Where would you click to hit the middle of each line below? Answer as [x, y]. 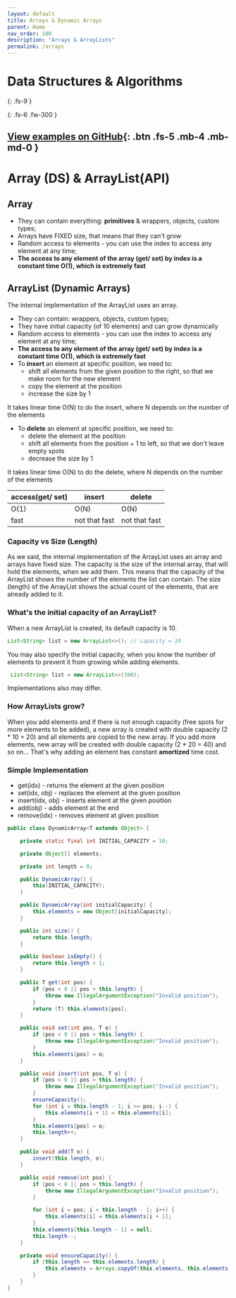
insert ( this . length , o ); [69, 1158]
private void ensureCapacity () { [69, 1256]
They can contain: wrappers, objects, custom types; [93, 319]
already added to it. [36, 594]
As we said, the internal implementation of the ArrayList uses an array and [114, 557]
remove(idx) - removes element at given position [88, 816]
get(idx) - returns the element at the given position [91, 785]
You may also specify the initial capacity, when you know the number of [112, 654]
